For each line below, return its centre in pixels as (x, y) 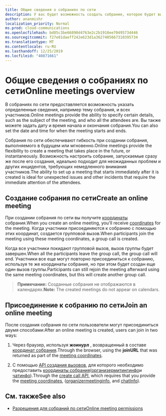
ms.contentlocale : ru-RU (31, 47)
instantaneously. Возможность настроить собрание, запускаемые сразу (81, 156)
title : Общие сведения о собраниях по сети (51, 10)
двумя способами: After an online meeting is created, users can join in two (82, 330)
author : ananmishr (24, 19)
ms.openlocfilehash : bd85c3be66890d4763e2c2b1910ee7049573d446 (72, 33)
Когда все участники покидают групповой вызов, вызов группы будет (80, 249)
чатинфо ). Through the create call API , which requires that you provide (84, 375)
